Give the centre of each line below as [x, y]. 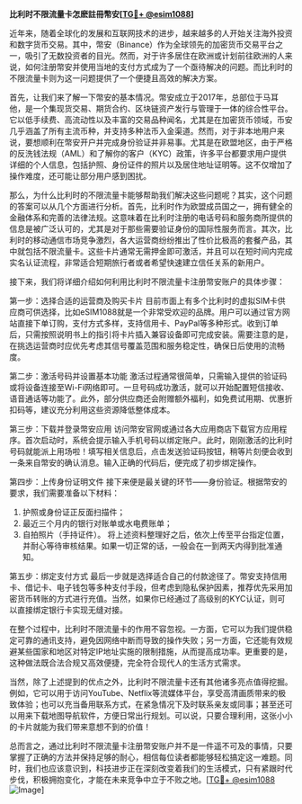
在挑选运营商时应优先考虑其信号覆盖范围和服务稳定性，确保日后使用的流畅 [147, 346]
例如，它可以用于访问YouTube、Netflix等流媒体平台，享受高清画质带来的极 [147, 693]
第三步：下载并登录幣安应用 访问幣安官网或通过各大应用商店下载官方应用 [144, 429]
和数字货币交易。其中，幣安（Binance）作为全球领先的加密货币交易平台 [142, 45]
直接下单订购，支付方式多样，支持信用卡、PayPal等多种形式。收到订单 [147, 323]
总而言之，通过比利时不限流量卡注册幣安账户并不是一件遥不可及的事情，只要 [151, 746]
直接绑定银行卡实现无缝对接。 [72, 610]
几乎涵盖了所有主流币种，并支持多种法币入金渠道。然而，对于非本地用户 [143, 131]
